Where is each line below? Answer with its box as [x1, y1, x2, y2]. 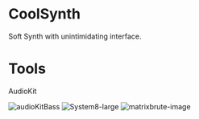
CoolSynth [8, 5, 81, 23]
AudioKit [8, 86, 37, 96]
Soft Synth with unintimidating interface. [8, 31, 142, 41]
